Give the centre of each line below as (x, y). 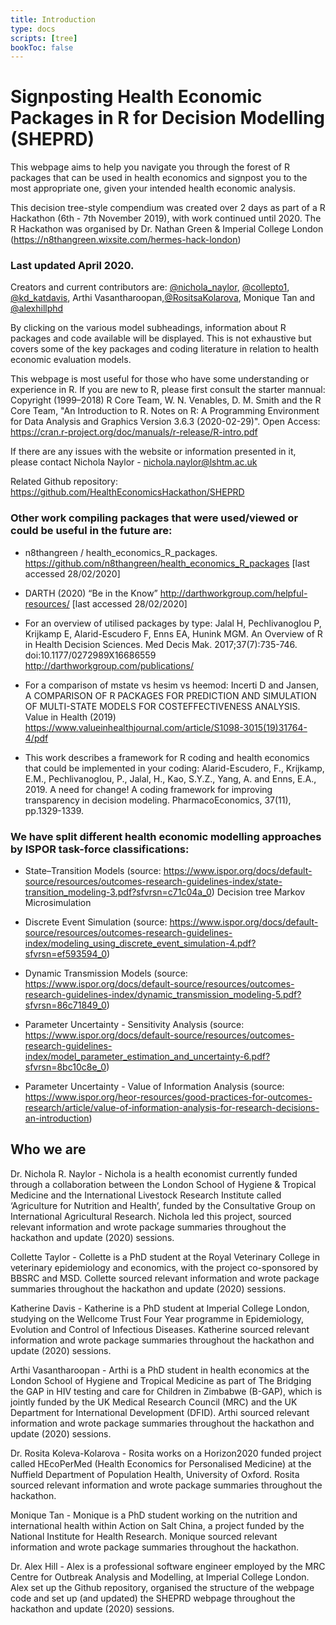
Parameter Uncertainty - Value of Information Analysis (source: (154, 1087)
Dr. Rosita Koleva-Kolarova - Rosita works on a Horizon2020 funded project (166, 1453)
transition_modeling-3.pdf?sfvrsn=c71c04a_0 (118, 892)
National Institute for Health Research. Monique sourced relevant (144, 1536)
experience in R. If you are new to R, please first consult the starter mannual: (168, 390)
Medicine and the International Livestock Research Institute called (146, 1195)
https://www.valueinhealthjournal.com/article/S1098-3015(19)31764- (166, 727)
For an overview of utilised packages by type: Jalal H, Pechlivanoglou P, (173, 623)
